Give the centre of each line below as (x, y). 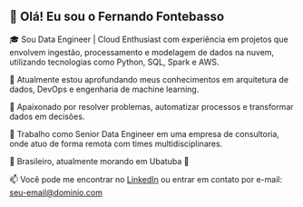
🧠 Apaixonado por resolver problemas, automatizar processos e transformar (151, 106)
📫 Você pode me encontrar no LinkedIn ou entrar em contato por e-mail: (146, 179)
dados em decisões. (47, 116)
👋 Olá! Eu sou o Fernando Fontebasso (117, 17)
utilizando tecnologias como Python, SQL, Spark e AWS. (114, 62)
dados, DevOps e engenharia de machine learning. (104, 89)
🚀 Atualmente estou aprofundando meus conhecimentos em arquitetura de (149, 79)
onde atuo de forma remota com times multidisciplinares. (116, 143)
